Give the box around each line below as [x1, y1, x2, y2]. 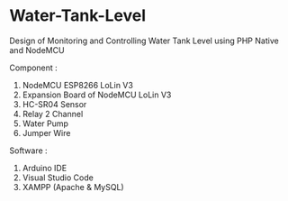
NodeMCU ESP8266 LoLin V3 [22, 79, 133, 90]
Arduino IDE [22, 162, 67, 173]
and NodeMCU [9, 44, 65, 55]
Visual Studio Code [22, 172, 94, 183]
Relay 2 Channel [22, 108, 84, 119]
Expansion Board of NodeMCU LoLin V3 [22, 89, 172, 100]
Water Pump [22, 118, 69, 129]
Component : [9, 62, 58, 73]
